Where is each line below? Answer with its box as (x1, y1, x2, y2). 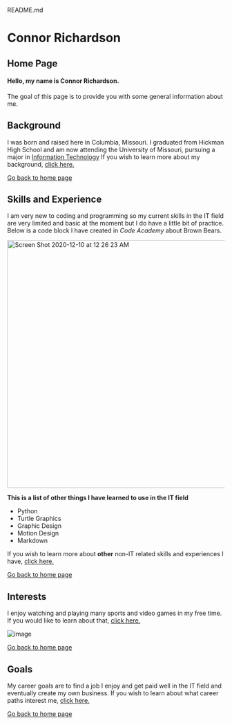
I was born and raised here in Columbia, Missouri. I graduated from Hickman (7, 138, 224, 146)
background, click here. (7, 160, 75, 168)
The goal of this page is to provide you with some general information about (7, 92, 223, 100)
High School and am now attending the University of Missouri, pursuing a (7, 145, 215, 154)
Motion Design (17, 529, 59, 538)
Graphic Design (17, 522, 62, 530)
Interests (7, 591, 47, 603)
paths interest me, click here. (7, 697, 90, 705)
